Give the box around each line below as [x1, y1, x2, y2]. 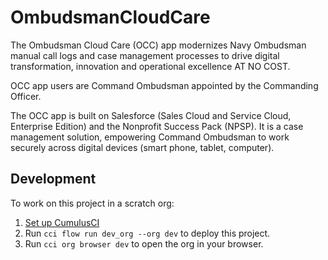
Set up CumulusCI [24, 216, 100, 228]
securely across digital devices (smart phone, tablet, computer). [10, 141, 275, 153]
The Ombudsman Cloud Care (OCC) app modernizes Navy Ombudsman [10, 39, 307, 51]
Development [10, 171, 97, 188]
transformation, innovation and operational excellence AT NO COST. [10, 60, 291, 72]
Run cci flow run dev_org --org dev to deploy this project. [24, 227, 271, 239]
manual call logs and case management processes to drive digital [10, 49, 280, 61]
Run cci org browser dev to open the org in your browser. [24, 237, 264, 250]
